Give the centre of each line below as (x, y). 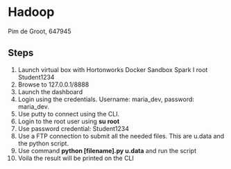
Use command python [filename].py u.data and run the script (107, 150)
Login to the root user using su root (69, 121)
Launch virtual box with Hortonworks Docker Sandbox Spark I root (113, 69)
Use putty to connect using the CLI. (69, 114)
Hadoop (31, 12)
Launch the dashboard (50, 91)
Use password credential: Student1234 (73, 128)
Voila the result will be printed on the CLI (76, 158)
